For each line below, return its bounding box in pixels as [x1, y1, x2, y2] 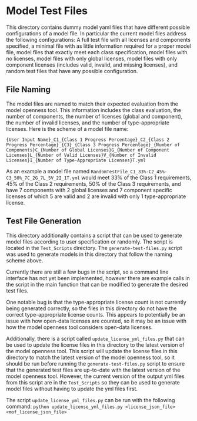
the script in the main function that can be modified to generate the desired [6, 281, 188, 288]
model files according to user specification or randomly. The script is [6, 238, 173, 245]
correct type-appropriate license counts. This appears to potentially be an [6, 311, 185, 318]
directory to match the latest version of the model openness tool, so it [6, 354, 175, 361]
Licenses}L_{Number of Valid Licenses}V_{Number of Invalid [6, 152, 157, 158]
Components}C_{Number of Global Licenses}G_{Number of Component [6, 147, 169, 153]
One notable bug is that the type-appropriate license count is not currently [6, 298, 186, 305]
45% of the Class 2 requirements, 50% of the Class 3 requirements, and [6, 180, 181, 187]
